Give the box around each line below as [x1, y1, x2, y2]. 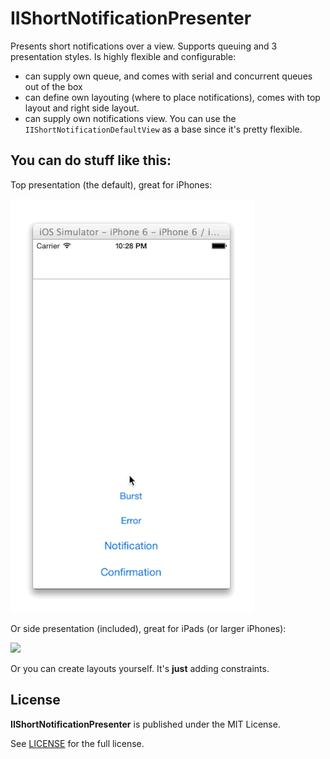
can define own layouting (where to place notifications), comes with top [24, 91, 321, 103]
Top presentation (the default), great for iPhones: [10, 178, 213, 191]
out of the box [24, 80, 83, 92]
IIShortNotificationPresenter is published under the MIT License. [10, 718, 281, 730]
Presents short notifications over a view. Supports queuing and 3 [10, 40, 278, 52]
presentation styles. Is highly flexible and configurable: [10, 50, 237, 62]
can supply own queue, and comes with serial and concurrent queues [24, 70, 313, 82]
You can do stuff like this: [10, 152, 172, 169]
